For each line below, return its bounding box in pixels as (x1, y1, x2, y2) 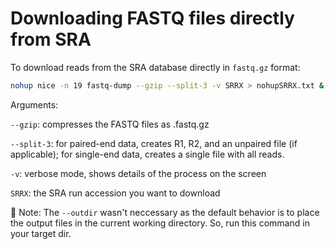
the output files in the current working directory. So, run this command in (10, 217, 310, 229)
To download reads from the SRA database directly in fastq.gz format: (10, 61, 301, 73)
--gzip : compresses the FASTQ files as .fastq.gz (10, 118, 210, 130)
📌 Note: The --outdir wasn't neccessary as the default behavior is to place (10, 206, 320, 218)
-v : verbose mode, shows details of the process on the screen (10, 167, 267, 179)
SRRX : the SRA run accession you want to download (10, 187, 221, 199)
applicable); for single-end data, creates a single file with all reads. (10, 148, 285, 160)
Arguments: (10, 98, 59, 111)
